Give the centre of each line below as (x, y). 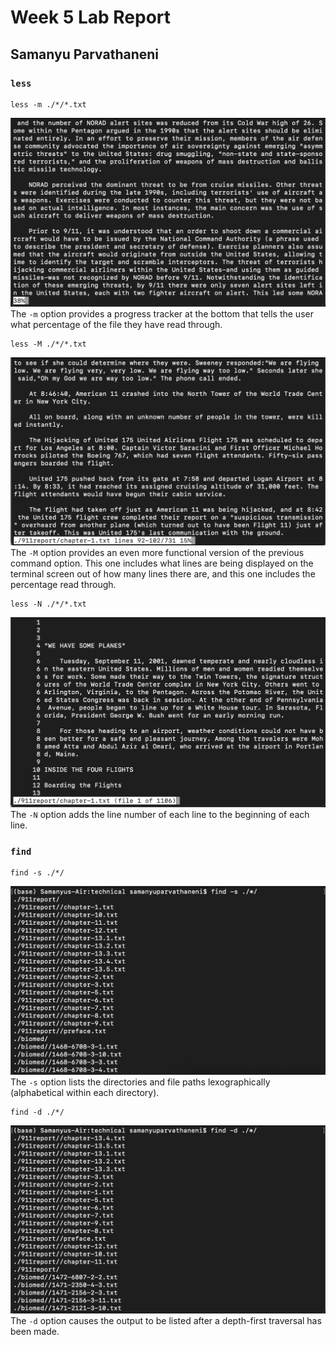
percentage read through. (63, 584)
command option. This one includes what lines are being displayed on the (162, 563)
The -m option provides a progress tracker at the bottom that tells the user (162, 314)
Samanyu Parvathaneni (85, 54)
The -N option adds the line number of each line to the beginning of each (160, 814)
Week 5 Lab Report (91, 17)
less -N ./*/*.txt (48, 604)
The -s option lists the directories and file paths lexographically (140, 1082)
